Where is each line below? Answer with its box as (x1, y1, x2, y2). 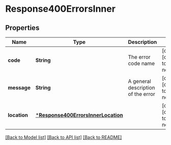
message (8, 84, 31, 91)
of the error (128, 90, 155, 98)
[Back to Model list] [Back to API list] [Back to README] (5, 134, 122, 140)
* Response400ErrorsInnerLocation (35, 112, 123, 118)
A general (128, 78, 151, 85)
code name (128, 60, 155, 67)
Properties (5, 23, 40, 32)
